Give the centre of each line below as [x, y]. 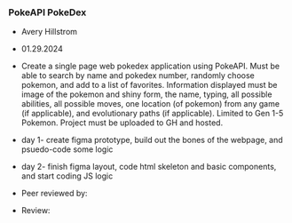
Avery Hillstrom [49, 32]
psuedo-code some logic [67, 149]
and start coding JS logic [67, 176]
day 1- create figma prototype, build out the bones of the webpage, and [152, 140]
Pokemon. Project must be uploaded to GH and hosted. [122, 123]
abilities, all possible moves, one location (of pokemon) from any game [150, 104]
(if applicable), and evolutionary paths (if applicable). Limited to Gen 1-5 [152, 114]
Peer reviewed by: [54, 194]
